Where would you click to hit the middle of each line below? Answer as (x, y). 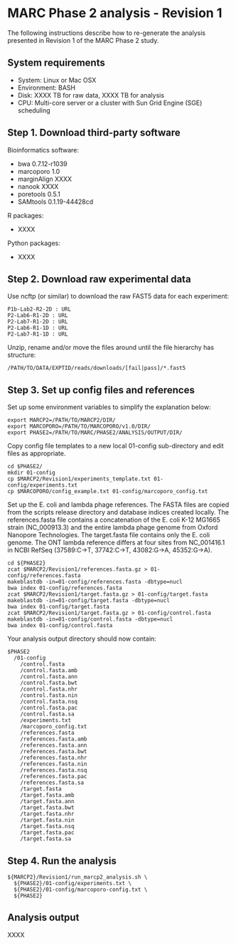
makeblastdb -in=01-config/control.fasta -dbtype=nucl (90, 619)
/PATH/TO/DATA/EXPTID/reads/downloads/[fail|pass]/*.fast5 (97, 368)
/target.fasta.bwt (47, 808)
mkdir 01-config (31, 473)
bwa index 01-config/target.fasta (59, 607)
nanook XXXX (38, 186)
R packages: (26, 215)
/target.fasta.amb (47, 795)
